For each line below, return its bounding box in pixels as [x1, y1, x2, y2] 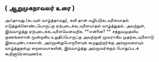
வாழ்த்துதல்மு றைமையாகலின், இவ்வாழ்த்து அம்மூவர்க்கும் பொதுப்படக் [5, 45, 139, 51]
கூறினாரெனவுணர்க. [5, 51, 43, 57]
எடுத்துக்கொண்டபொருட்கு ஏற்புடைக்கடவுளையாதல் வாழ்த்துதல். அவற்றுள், [5, 22, 146, 29]
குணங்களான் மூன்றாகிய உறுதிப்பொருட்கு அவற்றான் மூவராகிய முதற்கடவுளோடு [5, 34, 154, 40]
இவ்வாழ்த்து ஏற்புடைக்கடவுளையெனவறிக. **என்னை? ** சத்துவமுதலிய [5, 28, 138, 34]
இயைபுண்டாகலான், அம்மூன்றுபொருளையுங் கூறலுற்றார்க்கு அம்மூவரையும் [5, 39, 143, 45]
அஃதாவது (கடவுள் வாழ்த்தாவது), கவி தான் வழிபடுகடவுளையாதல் [5, 17, 129, 23]
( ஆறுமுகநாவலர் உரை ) [5, 4, 75, 12]
